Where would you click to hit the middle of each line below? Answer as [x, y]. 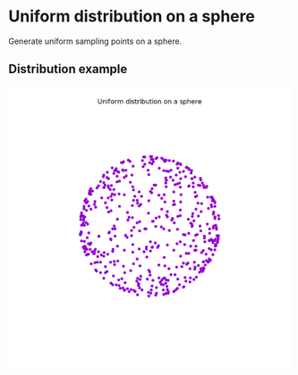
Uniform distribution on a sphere [132, 17]
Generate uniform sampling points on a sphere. [95, 41]
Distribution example [68, 69]
